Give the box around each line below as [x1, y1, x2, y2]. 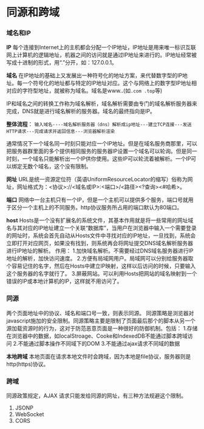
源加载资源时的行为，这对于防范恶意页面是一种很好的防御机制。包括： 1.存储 [6, 324, 198, 332]
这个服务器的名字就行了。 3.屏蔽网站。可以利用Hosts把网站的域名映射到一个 [6, 270, 197, 277]
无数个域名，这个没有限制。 [22, 162, 92, 170]
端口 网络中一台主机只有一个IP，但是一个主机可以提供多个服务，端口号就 [6, 196, 188, 204]
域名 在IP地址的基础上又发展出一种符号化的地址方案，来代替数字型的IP [6, 72, 183, 79]
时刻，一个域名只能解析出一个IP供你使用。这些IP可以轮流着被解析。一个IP [6, 155, 191, 162]
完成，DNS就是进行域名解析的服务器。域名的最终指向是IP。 [6, 108, 156, 115]
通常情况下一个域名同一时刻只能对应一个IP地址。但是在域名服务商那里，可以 [6, 140, 197, 147]
